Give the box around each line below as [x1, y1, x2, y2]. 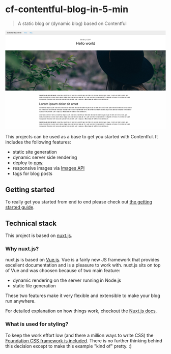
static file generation [12, 283, 56, 289]
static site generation [12, 149, 57, 155]
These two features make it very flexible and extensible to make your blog [5, 292, 160, 299]
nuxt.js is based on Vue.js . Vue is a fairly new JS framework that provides [5, 257, 160, 263]
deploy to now [12, 160, 43, 166]
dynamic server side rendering [12, 154, 77, 161]
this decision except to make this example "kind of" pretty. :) [5, 343, 132, 349]
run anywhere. [5, 298, 36, 304]
